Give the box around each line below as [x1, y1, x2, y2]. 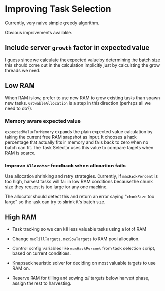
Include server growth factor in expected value [5, 43, 150, 52]
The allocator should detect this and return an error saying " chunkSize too [5, 194, 155, 200]
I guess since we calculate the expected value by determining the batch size [5, 57, 160, 63]
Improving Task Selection [5, 3, 112, 15]
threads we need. [5, 67, 41, 73]
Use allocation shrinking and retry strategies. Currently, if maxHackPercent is [5, 173, 158, 179]
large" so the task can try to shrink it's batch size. [5, 199, 106, 205]
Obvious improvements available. [5, 29, 72, 35]
